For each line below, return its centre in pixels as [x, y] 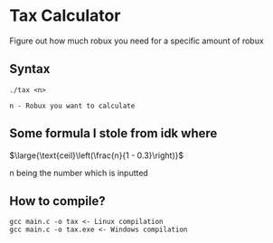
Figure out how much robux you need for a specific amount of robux [136, 41]
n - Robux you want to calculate [72, 106]
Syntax [30, 69]
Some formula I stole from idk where [113, 133]
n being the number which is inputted [79, 173]
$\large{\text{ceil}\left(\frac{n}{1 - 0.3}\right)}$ [96, 155]
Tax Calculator [65, 16]
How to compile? [57, 201]
